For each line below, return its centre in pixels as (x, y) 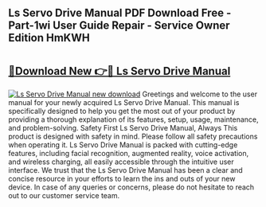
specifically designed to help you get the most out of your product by (122, 111)
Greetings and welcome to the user (199, 94)
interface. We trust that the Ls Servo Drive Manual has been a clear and (125, 170)
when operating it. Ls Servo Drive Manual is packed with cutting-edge (123, 145)
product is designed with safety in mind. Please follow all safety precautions (133, 136)
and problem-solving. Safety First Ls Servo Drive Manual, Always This (123, 128)
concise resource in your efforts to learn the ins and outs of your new (122, 179)
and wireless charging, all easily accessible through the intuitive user (121, 162)
